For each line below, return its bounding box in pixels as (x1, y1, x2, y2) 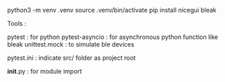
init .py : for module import (7, 67, 82, 75)
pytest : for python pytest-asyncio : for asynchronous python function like (7, 33, 219, 41)
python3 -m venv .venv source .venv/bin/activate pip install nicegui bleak (7, 6, 217, 14)
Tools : (7, 19, 26, 27)
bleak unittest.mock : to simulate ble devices (7, 40, 135, 48)
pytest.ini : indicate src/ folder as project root (7, 54, 136, 62)
